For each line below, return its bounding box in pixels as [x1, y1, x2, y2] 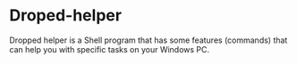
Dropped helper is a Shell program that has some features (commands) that [9, 35, 288, 45]
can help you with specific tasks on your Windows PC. [9, 44, 210, 54]
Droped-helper [9, 5, 123, 26]
